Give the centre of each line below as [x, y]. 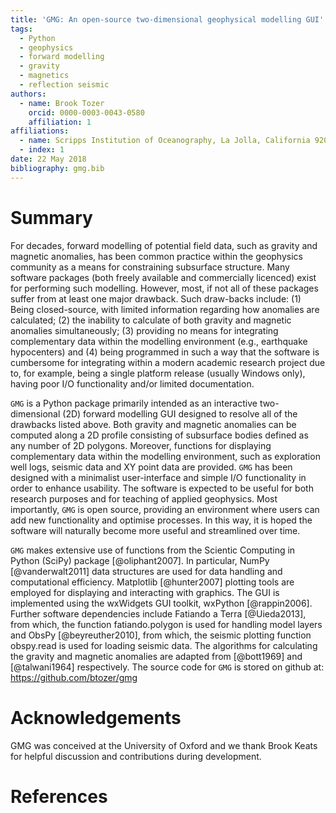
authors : [28, 94]
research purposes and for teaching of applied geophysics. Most [144, 498]
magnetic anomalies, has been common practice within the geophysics [156, 256]
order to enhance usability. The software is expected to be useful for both [162, 488]
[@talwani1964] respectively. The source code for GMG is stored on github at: [167, 667]
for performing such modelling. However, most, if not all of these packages [164, 288]
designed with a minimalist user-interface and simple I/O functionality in [158, 477]
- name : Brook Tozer [62, 103]
